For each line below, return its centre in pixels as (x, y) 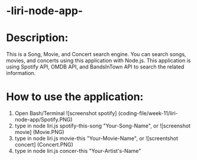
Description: (37, 38)
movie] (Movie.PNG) (39, 132)
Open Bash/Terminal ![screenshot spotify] (66, 113)
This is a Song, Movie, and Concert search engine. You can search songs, (96, 54)
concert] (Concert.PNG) (44, 145)
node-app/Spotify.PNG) (43, 120)
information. (21, 73)
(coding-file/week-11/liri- (148, 113)
